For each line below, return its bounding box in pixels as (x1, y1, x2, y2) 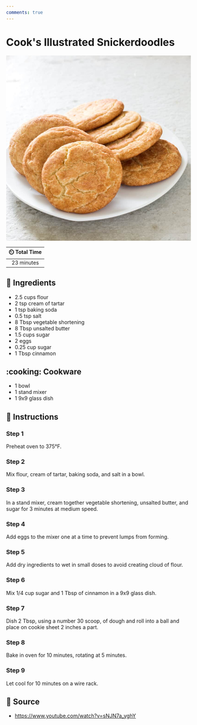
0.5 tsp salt (14, 312, 42, 319)
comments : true (6, 9, 43, 15)
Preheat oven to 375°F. (6, 443, 62, 450)
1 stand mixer (14, 389, 47, 396)
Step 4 (6, 520, 25, 528)
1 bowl (14, 382, 30, 389)
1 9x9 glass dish (14, 395, 54, 402)
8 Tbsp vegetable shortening (14, 318, 85, 326)
